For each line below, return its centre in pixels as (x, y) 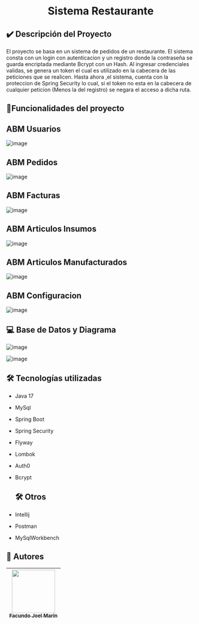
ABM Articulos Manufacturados (67, 262)
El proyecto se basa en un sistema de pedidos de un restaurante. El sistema (99, 51)
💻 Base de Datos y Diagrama (61, 329)
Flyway (24, 442)
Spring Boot (30, 419)
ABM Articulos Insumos (52, 229)
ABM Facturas (33, 195)
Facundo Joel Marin (34, 616)
